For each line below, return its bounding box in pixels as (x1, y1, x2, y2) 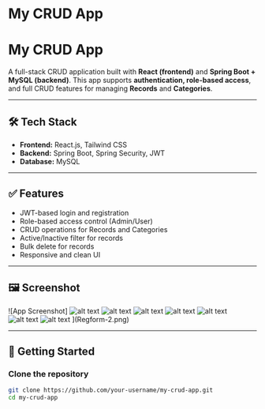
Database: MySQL (19, 156, 80, 166)
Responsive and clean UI (19, 250, 101, 259)
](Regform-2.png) (72, 314, 130, 324)
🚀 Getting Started (8, 344, 95, 358)
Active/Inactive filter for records (19, 233, 124, 242)
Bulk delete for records (19, 242, 95, 251)
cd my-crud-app (8, 394, 58, 402)
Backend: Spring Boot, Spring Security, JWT (19, 148, 166, 158)
